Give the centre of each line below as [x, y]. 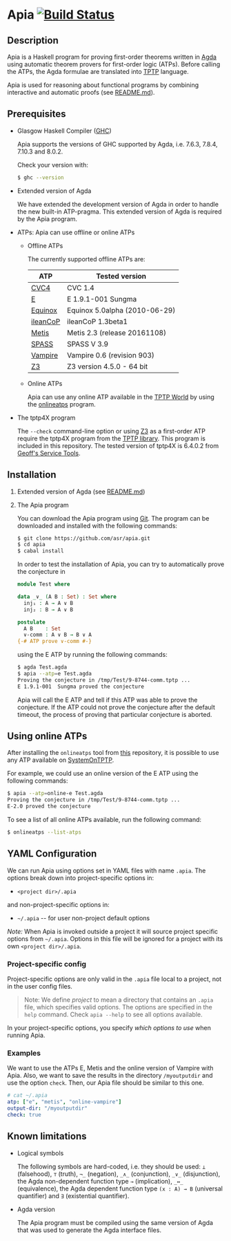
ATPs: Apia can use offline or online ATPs [76, 232]
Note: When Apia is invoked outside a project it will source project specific [113, 931]
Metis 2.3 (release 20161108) [117, 333]
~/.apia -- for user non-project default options [83, 918]
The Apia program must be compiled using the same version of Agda [115, 1222]
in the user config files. [40, 987]
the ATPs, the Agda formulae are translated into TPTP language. [98, 72]
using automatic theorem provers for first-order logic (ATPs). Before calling [114, 64]
